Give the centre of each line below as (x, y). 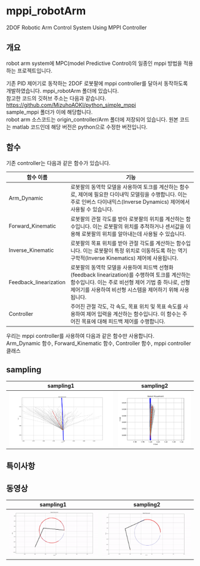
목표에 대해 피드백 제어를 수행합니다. (123, 321)
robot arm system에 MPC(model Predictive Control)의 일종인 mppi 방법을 (94, 63)
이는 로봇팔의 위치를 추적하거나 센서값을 (138, 226)
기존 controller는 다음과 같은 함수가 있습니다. (58, 163)
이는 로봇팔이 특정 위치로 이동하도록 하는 (130, 250)
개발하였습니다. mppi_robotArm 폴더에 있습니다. (62, 91)
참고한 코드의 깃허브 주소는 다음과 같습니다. (56, 98)
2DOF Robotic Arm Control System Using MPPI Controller (76, 27)
